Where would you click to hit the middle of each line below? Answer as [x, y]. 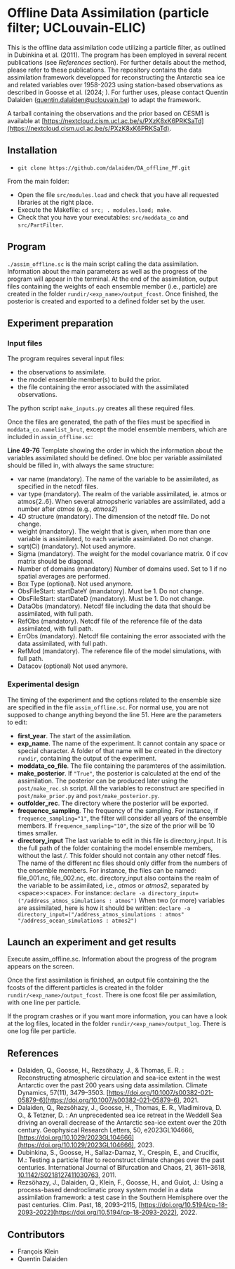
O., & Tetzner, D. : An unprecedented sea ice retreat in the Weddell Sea [120, 1115]
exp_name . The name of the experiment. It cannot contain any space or [121, 743]
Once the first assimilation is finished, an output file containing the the [108, 980]
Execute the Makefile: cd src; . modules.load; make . [94, 210]
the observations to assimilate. [62, 372]
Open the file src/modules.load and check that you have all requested [118, 194]
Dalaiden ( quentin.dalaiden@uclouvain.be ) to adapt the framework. [104, 99]
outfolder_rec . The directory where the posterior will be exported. [113, 803]
